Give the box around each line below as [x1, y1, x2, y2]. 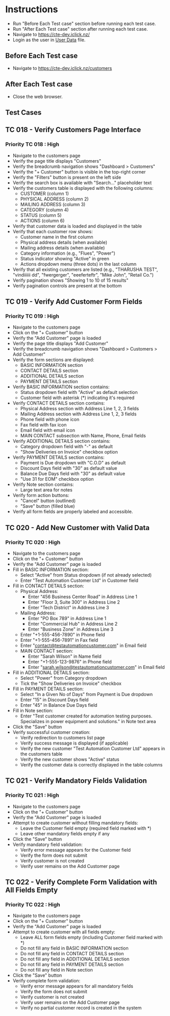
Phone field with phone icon [20, 416, 80, 423]
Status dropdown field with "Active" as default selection [20, 389, 138, 395]
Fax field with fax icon [20, 422, 67, 428]
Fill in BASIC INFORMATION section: [12, 566, 89, 573]
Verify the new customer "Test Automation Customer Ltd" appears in [20, 746, 165, 752]
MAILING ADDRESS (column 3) [20, 201, 86, 207]
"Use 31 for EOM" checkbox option [20, 476, 94, 482]
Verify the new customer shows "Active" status [20, 756, 119, 762]
